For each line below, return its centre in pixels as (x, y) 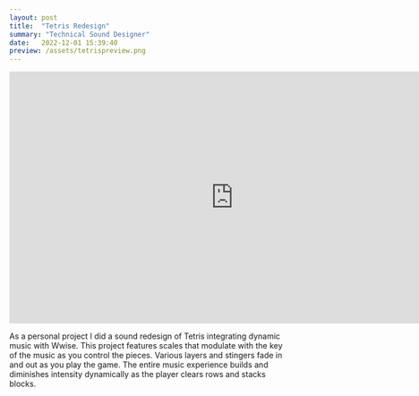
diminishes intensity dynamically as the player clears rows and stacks (137, 374)
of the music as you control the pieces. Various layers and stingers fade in (146, 356)
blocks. (23, 384)
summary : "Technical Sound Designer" (80, 34)
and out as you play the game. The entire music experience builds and (139, 365)
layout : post (34, 17)
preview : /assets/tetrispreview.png (77, 51)
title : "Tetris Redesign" (60, 26)
